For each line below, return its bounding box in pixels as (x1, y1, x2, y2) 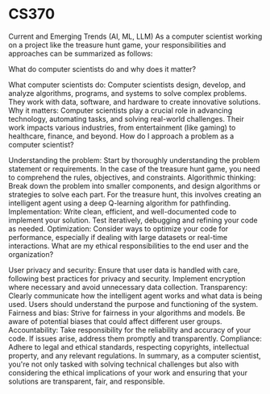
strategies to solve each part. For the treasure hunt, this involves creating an (8, 189, 262, 199)
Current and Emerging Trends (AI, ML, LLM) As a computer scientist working (8, 31, 263, 41)
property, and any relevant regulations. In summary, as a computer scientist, (8, 350, 262, 360)
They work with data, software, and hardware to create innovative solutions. (8, 97, 261, 106)
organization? (8, 249, 54, 259)
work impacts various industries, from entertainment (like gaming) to (8, 122, 236, 132)
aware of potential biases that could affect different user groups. (8, 316, 223, 326)
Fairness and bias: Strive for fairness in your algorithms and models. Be (8, 308, 246, 317)
